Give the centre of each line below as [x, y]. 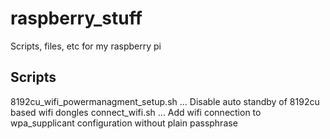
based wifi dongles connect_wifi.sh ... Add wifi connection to [136, 112]
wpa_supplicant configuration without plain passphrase [124, 123]
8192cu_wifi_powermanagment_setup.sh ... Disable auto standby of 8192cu [165, 101]
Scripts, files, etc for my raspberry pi [86, 46]
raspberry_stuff [76, 18]
